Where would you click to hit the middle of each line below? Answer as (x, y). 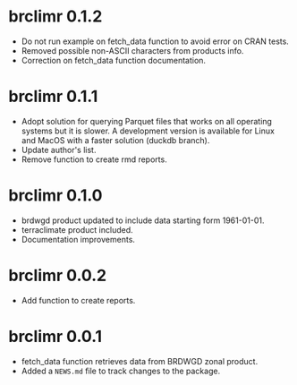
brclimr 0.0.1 (55, 336)
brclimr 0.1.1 (53, 97)
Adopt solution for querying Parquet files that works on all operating (146, 121)
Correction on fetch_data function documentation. (114, 60)
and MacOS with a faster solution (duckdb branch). (115, 140)
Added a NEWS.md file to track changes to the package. (121, 371)
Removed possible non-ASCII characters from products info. (132, 50)
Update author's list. (59, 150)
